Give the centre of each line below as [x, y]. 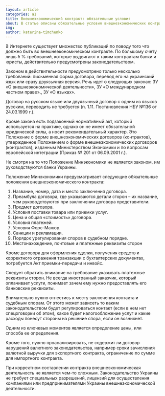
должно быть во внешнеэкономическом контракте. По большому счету [81, 51]
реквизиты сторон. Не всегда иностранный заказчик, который [71, 278]
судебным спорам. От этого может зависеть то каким [62, 303]
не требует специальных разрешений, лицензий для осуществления [78, 378]
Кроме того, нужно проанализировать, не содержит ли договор [73, 342]
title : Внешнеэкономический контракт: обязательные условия [68, 19]
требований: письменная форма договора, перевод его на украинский [80, 77]
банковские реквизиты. [30, 288]
